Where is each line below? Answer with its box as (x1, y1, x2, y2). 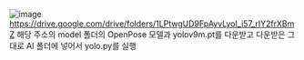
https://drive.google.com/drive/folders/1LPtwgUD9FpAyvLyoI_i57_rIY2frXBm (9, 18, 295, 29)
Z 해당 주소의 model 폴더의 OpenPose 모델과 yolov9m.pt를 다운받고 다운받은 (9, 29, 286, 40)
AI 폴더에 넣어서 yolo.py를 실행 (25, 41, 137, 51)
